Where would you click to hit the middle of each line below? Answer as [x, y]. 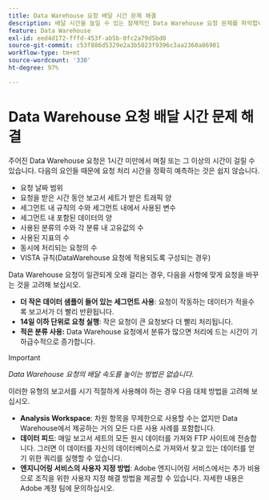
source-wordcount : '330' [50, 61]
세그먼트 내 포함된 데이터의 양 [66, 218]
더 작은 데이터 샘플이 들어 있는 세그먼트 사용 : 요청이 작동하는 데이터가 [126, 302]
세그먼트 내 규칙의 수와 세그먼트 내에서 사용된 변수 [98, 207]
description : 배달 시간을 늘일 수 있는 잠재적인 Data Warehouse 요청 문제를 [123, 23]
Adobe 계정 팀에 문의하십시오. [67, 488]
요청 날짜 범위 [41, 187]
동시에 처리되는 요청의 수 [58, 247]
